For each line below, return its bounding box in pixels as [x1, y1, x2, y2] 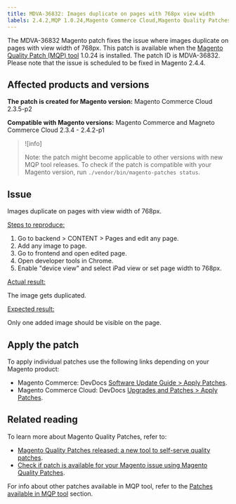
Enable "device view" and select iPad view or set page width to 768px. [17, 264, 223, 272]
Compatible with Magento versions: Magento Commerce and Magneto [7, 119, 216, 127]
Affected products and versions [7, 79, 150, 91]
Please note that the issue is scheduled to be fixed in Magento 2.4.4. [7, 58, 206, 67]
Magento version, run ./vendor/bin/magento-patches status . [24, 168, 200, 176]
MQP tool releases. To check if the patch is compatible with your [24, 161, 212, 169]
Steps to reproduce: [7, 220, 65, 229]
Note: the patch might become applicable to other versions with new [24, 153, 223, 161]
